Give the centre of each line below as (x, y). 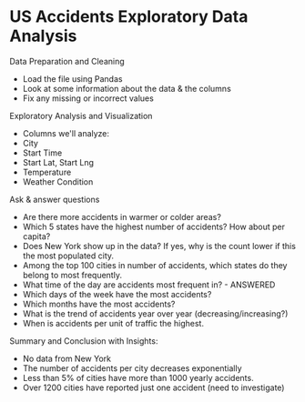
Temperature (47, 172)
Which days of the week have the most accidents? (117, 294)
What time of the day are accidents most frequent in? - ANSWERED (149, 285)
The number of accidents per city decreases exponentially (132, 368)
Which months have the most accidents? (99, 304)
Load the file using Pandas (72, 78)
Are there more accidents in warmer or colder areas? (122, 216)
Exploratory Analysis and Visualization (81, 116)
